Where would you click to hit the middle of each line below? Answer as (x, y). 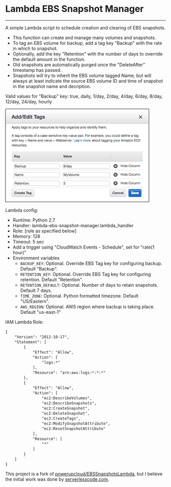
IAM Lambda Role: (24, 322)
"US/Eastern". (35, 301)
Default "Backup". (39, 268)
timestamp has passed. (37, 70)
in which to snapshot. (35, 48)
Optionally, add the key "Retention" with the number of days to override (88, 53)
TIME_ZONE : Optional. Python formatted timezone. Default (79, 295)
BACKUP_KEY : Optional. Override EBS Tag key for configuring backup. (91, 263)
